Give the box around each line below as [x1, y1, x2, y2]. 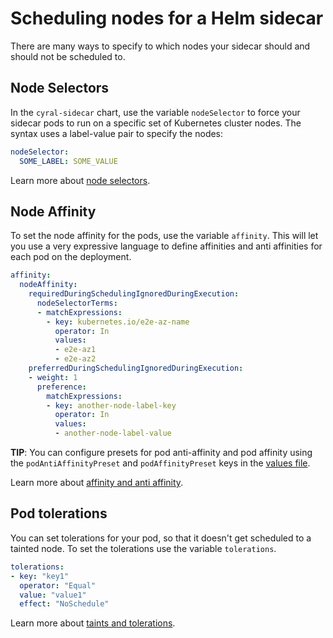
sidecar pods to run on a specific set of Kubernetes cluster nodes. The [10, 117, 302, 129]
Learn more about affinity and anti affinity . [10, 477, 184, 489]
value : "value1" [19, 590, 87, 600]
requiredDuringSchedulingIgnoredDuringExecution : [28, 289, 240, 299]
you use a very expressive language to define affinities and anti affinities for [10, 240, 323, 252]
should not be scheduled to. [10, 50, 126, 62]
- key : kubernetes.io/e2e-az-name [46, 317, 190, 327]
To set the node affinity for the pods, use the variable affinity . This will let [10, 230, 319, 242]
